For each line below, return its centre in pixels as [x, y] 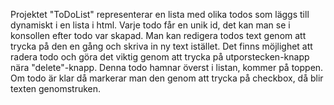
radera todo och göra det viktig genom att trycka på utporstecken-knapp [160, 57]
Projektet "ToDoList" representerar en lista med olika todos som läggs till [160, 14]
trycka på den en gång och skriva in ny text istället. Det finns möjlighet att [161, 46]
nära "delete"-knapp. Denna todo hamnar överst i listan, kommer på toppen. [167, 67]
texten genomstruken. [56, 88]
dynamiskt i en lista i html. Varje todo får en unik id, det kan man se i [150, 25]
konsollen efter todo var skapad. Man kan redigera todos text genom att [158, 35]
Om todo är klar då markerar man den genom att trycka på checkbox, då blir [167, 78]
